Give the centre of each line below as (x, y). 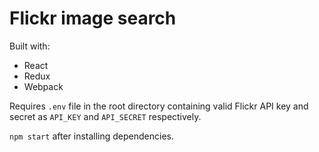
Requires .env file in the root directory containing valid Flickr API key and (159, 106)
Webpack (43, 86)
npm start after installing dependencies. (92, 136)
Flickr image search (93, 18)
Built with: (30, 46)
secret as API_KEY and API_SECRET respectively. (105, 116)
